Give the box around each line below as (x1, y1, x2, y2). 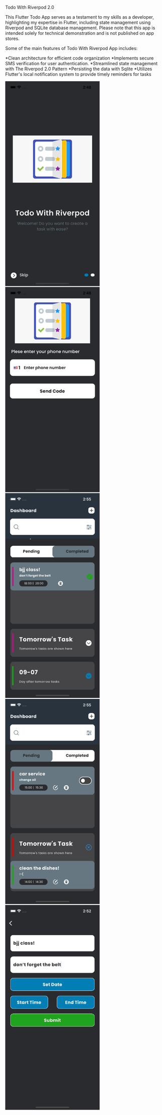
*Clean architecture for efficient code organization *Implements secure (5, 55, 154, 61)
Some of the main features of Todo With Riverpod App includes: (5, 45, 138, 51)
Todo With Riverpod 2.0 (5, 5, 54, 10)
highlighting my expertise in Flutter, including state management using (5, 20, 151, 25)
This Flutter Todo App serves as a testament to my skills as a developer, (5, 14, 154, 20)
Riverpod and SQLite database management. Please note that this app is (5, 25, 155, 31)
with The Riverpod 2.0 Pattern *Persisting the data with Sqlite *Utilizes (5, 66, 152, 72)
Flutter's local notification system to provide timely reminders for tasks (5, 71, 152, 77)
